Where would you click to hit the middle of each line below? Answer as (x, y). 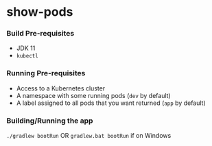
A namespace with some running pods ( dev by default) (93, 95)
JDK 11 (26, 48)
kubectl (27, 56)
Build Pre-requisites (40, 34)
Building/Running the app (50, 121)
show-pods (40, 12)
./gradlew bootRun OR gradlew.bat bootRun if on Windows (89, 136)
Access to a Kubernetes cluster (61, 88)
